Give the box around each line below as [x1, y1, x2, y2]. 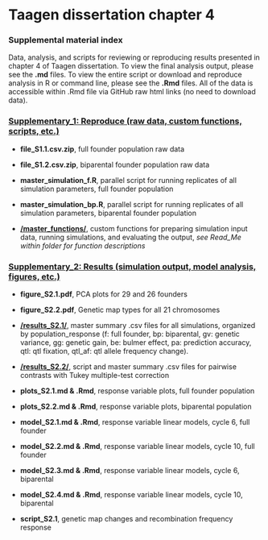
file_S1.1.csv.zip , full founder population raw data [19, 143, 185, 154]
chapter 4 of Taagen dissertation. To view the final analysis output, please [8, 61, 254, 71]
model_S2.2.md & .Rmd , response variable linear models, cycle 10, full [19, 442, 255, 451]
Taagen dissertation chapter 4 [8, 6, 215, 24]
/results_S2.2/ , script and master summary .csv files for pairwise [19, 362, 237, 372]
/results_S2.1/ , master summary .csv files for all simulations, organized [19, 321, 256, 330]
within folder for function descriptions [19, 240, 146, 251]
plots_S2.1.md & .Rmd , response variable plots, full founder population [19, 386, 255, 396]
